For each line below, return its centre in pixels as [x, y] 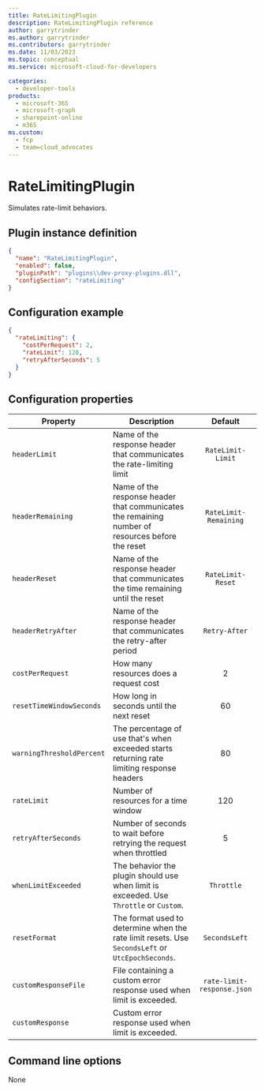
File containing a [144, 970]
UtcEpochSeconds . [144, 958]
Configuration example [66, 312]
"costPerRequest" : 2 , [58, 345]
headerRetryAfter [45, 631]
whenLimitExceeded [47, 886]
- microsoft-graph [46, 111]
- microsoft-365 [42, 103]
